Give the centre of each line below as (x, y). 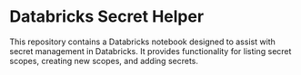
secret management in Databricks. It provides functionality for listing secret (150, 51)
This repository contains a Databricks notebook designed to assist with (142, 42)
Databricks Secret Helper (107, 17)
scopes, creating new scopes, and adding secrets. (104, 61)
